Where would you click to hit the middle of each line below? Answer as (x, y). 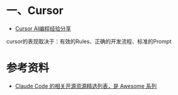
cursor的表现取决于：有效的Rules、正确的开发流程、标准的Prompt (89, 41)
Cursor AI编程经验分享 (43, 28)
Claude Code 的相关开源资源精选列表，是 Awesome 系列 (86, 86)
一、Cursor (35, 11)
